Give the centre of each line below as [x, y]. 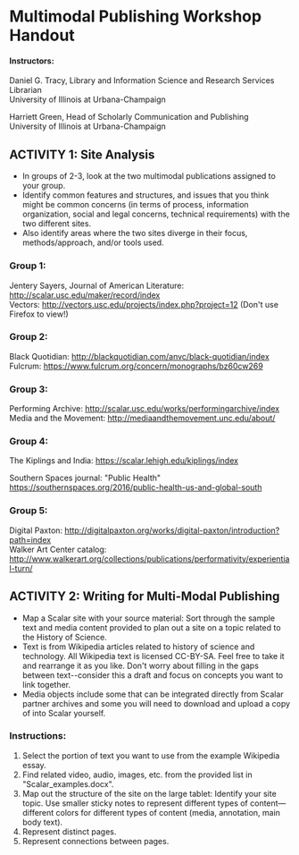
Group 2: [29, 337]
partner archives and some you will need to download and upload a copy [156, 703]
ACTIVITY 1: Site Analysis [82, 154]
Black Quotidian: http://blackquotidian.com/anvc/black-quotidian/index [139, 356]
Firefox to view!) [39, 314]
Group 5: [29, 511]
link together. [46, 684]
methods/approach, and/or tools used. [93, 242]
